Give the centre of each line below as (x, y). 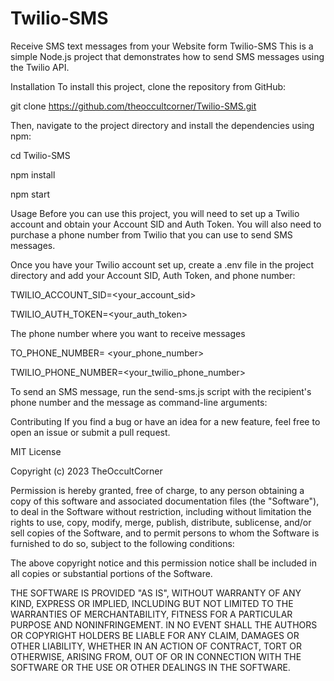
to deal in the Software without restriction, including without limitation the (161, 511)
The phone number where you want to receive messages (128, 333)
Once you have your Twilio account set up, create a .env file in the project (162, 264)
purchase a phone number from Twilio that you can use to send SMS (151, 234)
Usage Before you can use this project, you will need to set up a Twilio (155, 213)
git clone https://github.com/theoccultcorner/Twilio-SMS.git (133, 106)
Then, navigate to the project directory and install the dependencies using (162, 125)
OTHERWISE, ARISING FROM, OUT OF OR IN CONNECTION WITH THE (156, 656)
